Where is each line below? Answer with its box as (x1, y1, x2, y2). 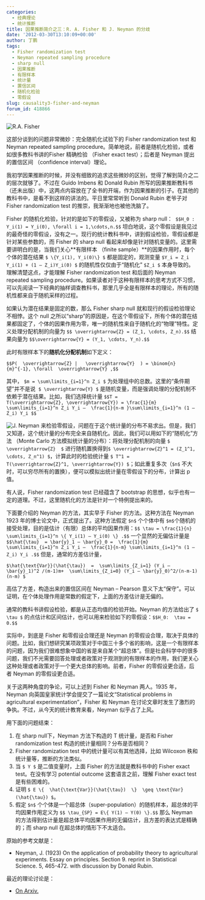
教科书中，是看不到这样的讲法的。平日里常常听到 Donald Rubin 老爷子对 (6, 194, 187, 202)
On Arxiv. (15, 887, 39, 894)
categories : (6, 9, 37, 15)
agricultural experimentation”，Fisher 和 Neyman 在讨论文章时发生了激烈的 (6, 698, 195, 705)
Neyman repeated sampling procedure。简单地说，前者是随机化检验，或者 (6, 143, 194, 150)
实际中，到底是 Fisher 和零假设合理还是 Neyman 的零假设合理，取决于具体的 (6, 632, 199, 639)
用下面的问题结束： (6, 719, 55, 726)
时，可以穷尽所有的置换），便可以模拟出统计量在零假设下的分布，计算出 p (6, 467, 190, 475)
